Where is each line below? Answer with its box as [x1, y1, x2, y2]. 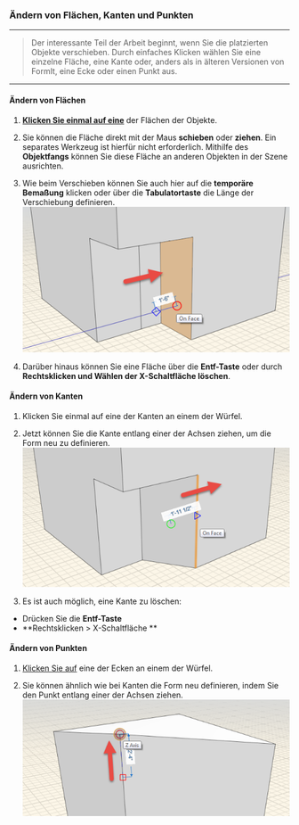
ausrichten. [21, 161, 64, 171]
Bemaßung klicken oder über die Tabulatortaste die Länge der [21, 187, 255, 198]
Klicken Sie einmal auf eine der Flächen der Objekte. [21, 114, 218, 125]
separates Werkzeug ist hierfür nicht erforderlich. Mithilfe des [21, 141, 249, 152]
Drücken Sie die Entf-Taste [21, 613, 123, 623]
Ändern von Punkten [9, 643, 87, 654]
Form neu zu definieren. [21, 437, 110, 448]
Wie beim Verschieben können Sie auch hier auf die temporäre [21, 177, 254, 188]
